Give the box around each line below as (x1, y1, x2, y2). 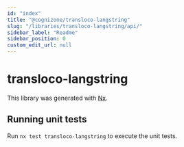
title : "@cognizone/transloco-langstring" (7, 16, 130, 23)
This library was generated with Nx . (7, 94, 108, 102)
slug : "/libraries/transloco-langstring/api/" (7, 23, 143, 29)
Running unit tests (7, 113, 87, 125)
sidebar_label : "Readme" (7, 29, 78, 36)
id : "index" (7, 10, 41, 17)
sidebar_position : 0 (7, 36, 67, 42)
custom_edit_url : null (7, 42, 72, 49)
